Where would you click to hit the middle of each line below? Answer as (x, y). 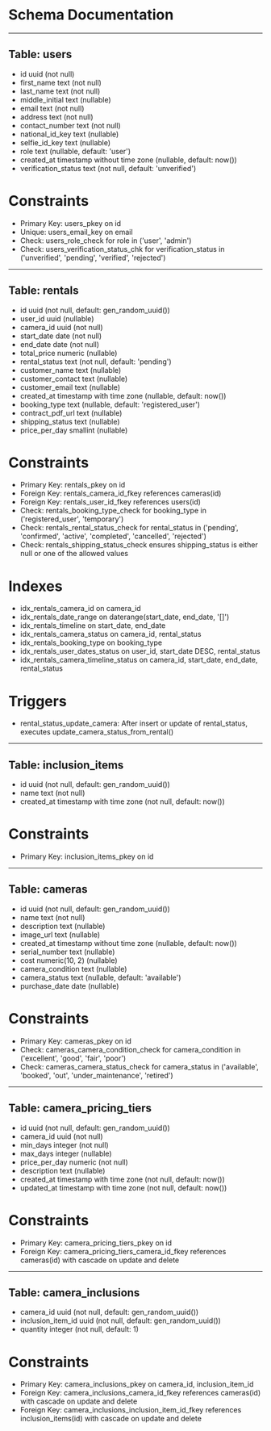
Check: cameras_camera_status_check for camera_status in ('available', (140, 1066)
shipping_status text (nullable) (70, 421)
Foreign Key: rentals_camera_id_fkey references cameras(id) (121, 493)
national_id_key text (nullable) (69, 134)
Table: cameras (48, 889)
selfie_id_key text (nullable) (65, 142)
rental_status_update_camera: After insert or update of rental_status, (134, 723)
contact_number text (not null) (70, 125)
